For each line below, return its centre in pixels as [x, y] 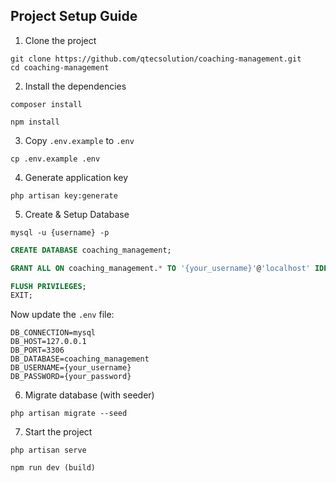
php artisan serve [48, 450]
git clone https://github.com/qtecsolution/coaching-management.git [156, 59]
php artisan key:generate [64, 195]
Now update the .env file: [62, 315]
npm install [35, 122]
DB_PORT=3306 [37, 350]
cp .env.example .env [55, 159]
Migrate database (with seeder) [89, 395]
